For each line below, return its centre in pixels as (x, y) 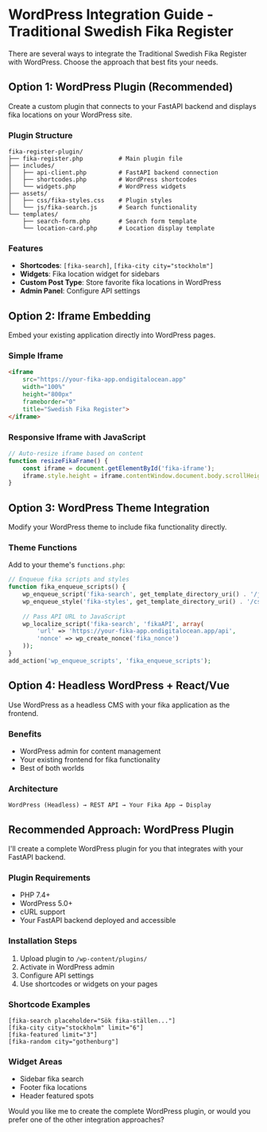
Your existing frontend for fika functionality (90, 759)
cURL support (43, 912)
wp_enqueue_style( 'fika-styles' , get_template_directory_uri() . (133, 601)
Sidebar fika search (52, 1079)
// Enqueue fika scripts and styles (69, 580)
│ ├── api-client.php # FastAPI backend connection (113, 173)
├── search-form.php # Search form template (110, 222)
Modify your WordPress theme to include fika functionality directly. (118, 527)
